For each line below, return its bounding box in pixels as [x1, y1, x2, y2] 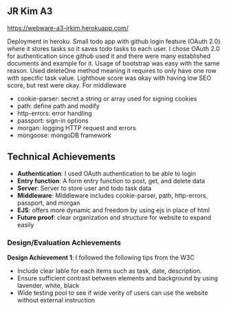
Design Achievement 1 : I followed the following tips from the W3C [7, 253, 195, 261]
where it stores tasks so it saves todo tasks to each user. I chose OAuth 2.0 [7, 44, 220, 52]
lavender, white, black [17, 281, 80, 289]
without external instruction [17, 296, 95, 304]
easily [17, 220, 34, 229]
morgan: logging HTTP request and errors [17, 123, 136, 132]
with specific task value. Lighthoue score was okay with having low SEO [7, 74, 212, 82]
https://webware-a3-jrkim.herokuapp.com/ [7, 23, 129, 32]
